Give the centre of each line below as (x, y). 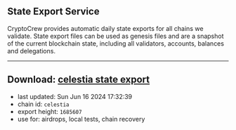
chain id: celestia (43, 104)
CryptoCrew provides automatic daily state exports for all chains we (105, 28)
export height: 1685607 (50, 111)
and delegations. (32, 51)
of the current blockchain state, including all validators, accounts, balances (116, 43)
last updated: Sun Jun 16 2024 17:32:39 (75, 96)
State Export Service (53, 12)
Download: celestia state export (79, 80)
